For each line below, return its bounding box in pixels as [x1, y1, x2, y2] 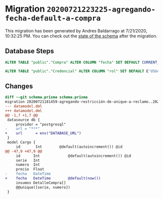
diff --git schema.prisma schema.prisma [5, 95, 88, 100]
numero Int [16, 162, 40, 168]
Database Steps [5, 47, 54, 55]
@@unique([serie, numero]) [16, 185, 70, 190]
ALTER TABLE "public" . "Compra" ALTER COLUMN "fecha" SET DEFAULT [5, 60, 140, 65]
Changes [5, 82, 33, 90]
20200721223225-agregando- [47, 5, 156, 14]
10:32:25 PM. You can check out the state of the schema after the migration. [5, 33, 158, 39]
